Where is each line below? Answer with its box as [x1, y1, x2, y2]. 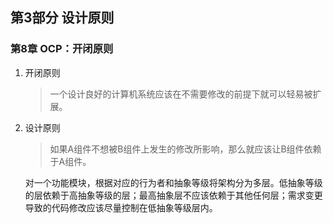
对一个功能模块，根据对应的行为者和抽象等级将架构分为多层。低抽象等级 [24, 176, 323, 188]
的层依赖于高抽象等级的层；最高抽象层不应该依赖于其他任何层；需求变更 [24, 189, 323, 201]
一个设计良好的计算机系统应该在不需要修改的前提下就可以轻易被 [49, 88, 313, 100]
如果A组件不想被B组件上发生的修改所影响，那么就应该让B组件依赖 [49, 143, 322, 155]
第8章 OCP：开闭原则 [10, 42, 114, 56]
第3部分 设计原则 [10, 9, 115, 27]
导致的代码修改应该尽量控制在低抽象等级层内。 [24, 201, 218, 213]
